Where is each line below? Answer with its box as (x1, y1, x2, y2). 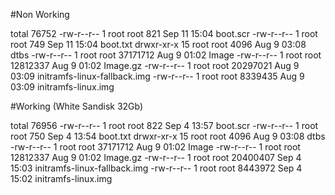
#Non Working (10, 9, 70, 20)
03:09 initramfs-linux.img (10, 81, 115, 93)
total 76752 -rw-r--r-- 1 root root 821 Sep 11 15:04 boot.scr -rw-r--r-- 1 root (10, 28, 318, 39)
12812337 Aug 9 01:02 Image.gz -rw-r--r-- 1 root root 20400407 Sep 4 (10, 152, 302, 163)
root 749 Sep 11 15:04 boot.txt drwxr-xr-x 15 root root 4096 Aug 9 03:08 (10, 39, 307, 50)
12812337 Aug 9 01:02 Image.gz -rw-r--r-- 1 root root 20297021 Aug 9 (10, 60, 300, 71)
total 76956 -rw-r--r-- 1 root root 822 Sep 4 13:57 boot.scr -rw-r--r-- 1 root (10, 120, 319, 131)
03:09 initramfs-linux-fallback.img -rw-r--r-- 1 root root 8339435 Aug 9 (10, 70, 305, 82)
